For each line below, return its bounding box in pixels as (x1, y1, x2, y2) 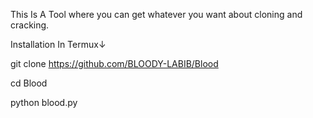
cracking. (10, 19, 50, 31)
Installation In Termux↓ (10, 39, 107, 50)
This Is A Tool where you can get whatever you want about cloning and (10, 9, 303, 20)
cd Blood (10, 77, 48, 89)
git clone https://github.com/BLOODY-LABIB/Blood (10, 58, 219, 69)
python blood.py (10, 97, 78, 108)
